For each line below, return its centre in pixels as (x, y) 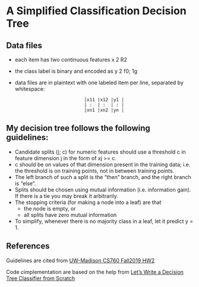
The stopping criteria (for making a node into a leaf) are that (88, 202)
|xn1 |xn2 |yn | (104, 110)
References (28, 246)
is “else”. (25, 183)
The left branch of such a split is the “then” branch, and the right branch (103, 177)
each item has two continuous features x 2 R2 (71, 60)
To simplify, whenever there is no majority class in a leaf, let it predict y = (104, 221)
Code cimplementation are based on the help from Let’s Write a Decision (95, 272)
